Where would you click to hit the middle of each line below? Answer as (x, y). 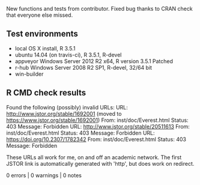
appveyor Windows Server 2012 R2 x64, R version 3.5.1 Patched (94, 61)
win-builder (29, 74)
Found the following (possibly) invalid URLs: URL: (67, 107)
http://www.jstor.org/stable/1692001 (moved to (64, 114)
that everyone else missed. (40, 15)
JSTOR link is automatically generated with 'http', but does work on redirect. (100, 163)
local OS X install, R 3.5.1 (45, 48)
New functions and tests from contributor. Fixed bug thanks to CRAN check (100, 9)
